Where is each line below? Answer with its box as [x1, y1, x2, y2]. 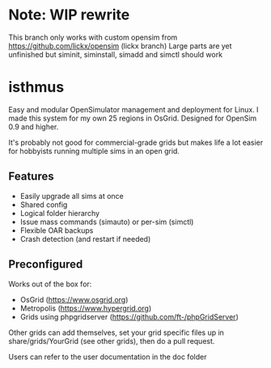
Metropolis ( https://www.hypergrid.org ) [19, 303, 152, 313]
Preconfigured [8, 257, 83, 272]
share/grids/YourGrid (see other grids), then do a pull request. [8, 336, 215, 345]
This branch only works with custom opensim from [8, 32, 178, 42]
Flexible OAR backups [19, 225, 94, 235]
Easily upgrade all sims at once [19, 191, 124, 201]
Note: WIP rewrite [8, 6, 130, 24]
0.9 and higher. [8, 121, 59, 131]
